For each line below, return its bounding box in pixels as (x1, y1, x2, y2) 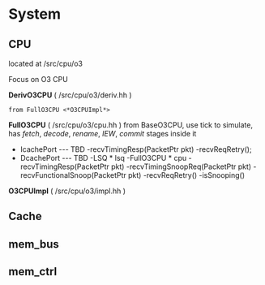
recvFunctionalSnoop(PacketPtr (19, 171, 127, 179)
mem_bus (8, 237, 59, 251)
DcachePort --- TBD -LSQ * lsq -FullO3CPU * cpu (19, 153, 187, 162)
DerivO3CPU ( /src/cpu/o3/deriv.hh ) (8, 90, 132, 100)
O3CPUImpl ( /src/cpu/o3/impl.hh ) (8, 186, 126, 196)
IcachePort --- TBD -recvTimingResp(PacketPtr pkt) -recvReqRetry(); (19, 145, 253, 154)
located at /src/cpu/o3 (8, 58, 83, 68)
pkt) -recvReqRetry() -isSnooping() (128, 171, 246, 179)
